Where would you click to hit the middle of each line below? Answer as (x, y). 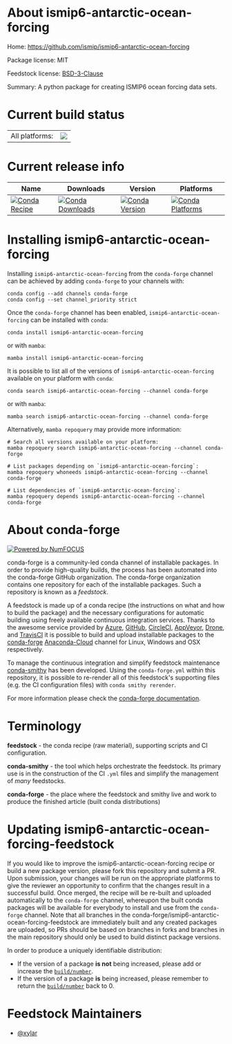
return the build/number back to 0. (66, 986)
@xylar (27, 1033)
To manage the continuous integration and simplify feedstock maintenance (114, 663)
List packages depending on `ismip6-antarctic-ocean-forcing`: (106, 466)
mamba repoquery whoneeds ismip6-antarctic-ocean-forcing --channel (108, 472)
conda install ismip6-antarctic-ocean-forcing (75, 332)
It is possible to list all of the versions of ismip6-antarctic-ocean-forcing (110, 371)
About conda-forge (64, 530)
